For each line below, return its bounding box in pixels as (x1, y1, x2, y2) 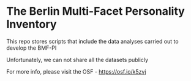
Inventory (6, 17, 57, 31)
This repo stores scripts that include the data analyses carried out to (6, 37, 179, 45)
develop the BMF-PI (6, 44, 57, 52)
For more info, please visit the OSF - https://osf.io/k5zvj (6, 67, 146, 75)
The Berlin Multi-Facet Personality (6, 4, 185, 18)
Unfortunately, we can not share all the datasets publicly (6, 56, 149, 63)
